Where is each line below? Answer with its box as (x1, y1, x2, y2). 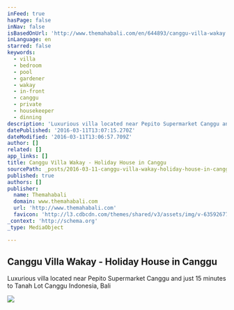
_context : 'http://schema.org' (7, 217, 98, 224)
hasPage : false (7, 17, 52, 24)
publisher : (7, 185, 39, 192)
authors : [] (7, 178, 42, 185)
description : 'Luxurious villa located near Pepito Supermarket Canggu (7, 120, 219, 127)
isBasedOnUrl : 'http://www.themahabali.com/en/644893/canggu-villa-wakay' (7, 29, 229, 37)
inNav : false (7, 23, 45, 30)
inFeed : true (7, 10, 45, 17)
